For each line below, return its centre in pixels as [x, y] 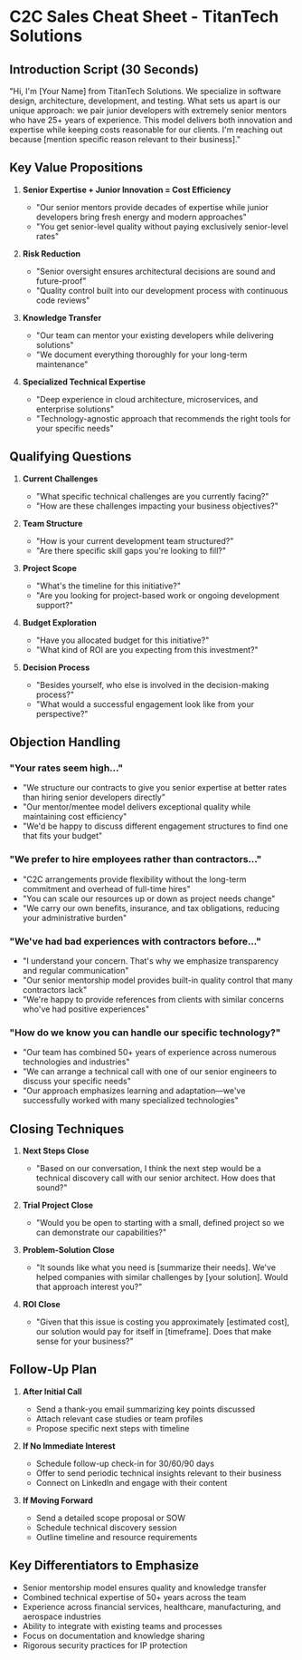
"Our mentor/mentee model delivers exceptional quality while [137, 807]
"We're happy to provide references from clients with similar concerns [153, 999]
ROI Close [41, 1305]
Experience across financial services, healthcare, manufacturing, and [152, 1607]
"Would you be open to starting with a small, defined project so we [160, 1223]
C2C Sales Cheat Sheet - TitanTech [144, 17]
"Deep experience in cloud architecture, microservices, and [147, 399]
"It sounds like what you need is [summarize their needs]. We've [156, 1267]
